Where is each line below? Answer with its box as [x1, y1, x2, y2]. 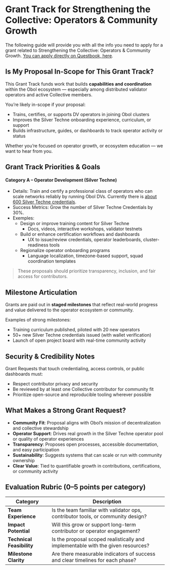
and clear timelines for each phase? [51, 556, 137, 563]
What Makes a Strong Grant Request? [5, 406, 126, 415]
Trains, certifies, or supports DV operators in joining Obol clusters [12, 111, 150, 117]
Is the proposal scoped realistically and [51, 536, 145, 543]
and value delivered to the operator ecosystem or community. [5, 307, 134, 313]
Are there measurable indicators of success [51, 550, 156, 557]
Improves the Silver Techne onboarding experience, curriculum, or [12, 117, 151, 123]
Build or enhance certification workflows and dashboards [20, 231, 140, 237]
